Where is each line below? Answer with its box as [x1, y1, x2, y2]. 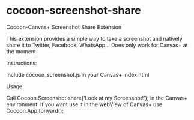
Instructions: [6, 59, 37, 67]
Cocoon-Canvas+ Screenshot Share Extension [6, 23, 122, 31]
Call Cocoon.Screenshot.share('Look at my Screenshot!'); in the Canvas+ [6, 94, 188, 101]
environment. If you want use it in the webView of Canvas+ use [6, 100, 163, 108]
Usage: [6, 82, 24, 90]
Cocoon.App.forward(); [6, 107, 64, 114]
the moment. [6, 47, 38, 55]
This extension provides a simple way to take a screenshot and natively [6, 35, 183, 42]
